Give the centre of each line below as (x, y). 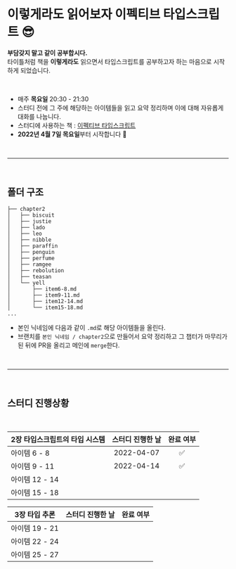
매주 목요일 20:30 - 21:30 (53, 98)
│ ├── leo (25, 234)
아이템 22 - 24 (35, 541)
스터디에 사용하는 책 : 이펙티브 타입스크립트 (77, 125)
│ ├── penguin (31, 252)
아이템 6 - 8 (31, 453)
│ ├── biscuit (31, 215)
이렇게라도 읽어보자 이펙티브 (84, 14)
